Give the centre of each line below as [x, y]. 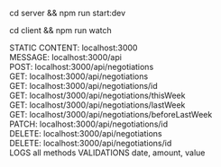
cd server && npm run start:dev [68, 13]
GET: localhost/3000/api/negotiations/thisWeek [97, 95]
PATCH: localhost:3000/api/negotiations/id [89, 124]
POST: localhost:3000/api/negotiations [82, 67]
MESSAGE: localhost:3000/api [65, 57]
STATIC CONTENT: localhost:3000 [74, 48]
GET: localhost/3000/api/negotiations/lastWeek [97, 105]
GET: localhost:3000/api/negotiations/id [83, 86]
